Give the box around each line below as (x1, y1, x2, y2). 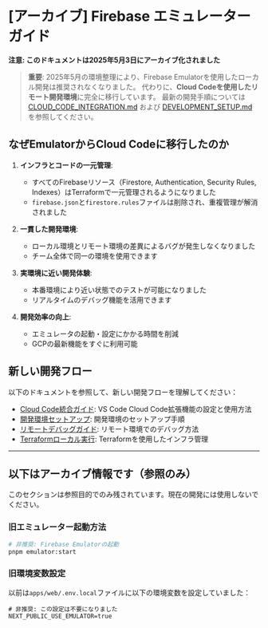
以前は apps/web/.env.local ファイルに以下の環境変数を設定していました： (8, 587, 251, 597)
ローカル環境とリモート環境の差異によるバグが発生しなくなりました (31, 241, 256, 251)
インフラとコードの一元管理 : (19, 160, 113, 170)
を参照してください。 (27, 112, 98, 121)
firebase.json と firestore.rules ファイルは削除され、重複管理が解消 (31, 197, 258, 207)
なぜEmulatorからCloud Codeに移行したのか (8, 137, 230, 152)
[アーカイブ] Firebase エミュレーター (8, 7, 251, 26)
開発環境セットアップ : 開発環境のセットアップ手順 (19, 414, 185, 424)
